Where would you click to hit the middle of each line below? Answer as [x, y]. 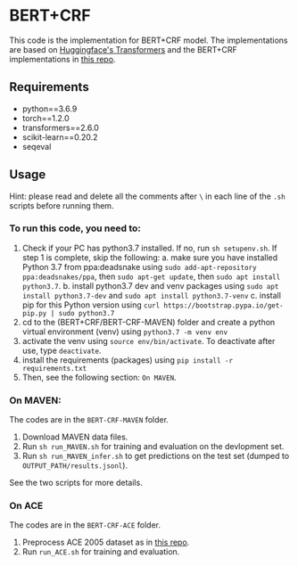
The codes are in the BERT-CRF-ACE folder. [85, 525]
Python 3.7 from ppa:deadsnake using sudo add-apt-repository [139, 267]
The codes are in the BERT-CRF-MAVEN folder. [89, 420]
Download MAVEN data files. [75, 437]
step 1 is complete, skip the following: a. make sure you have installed [150, 257]
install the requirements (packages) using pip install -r [128, 360]
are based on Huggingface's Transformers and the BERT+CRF [124, 49]
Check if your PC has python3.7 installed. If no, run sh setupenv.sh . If [150, 248]
